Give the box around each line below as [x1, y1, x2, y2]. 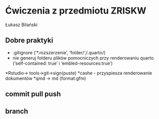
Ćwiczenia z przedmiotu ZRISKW [5, 5, 146, 17]
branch [5, 107, 29, 115]
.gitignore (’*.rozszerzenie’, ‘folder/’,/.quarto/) [12, 49, 106, 55]
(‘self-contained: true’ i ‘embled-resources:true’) [12, 60, 113, 66]
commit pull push [5, 90, 61, 98]
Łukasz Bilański [5, 22, 38, 28]
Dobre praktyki [5, 36, 54, 45]
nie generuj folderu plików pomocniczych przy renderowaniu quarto [12, 55, 154, 61]
